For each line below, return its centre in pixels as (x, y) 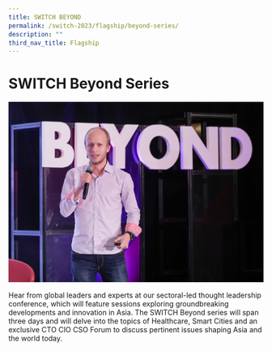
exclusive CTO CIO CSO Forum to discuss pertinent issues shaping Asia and (135, 329)
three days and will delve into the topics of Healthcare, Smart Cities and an (133, 321)
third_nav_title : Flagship (54, 43)
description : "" (36, 34)
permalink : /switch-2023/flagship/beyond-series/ (94, 26)
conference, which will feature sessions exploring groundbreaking (119, 303)
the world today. (36, 338)
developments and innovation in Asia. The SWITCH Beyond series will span (134, 312)
